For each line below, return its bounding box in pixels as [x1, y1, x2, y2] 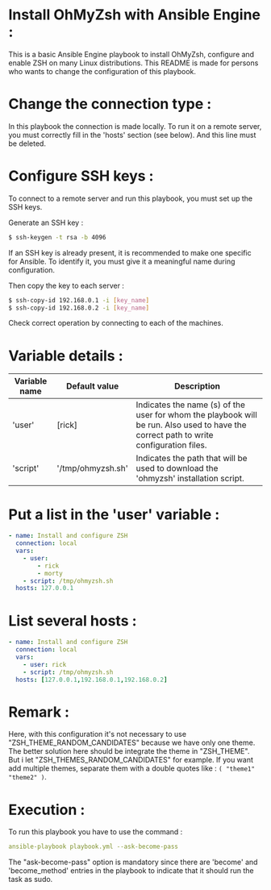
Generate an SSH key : [8, 218, 84, 227]
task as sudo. [8, 875, 53, 884]
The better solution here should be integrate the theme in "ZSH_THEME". [8, 747, 250, 756]
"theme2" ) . [8, 772, 47, 782]
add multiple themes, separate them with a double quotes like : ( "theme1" [8, 763, 256, 773]
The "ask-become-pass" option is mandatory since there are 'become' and [8, 857, 258, 867]
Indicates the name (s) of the [135, 399, 246, 410]
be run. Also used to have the [135, 419, 248, 430]
